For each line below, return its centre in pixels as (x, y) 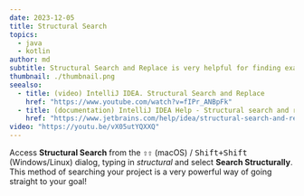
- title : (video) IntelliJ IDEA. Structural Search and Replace (141, 93)
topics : (24, 34)
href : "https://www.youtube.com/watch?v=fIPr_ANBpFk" (129, 102)
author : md (30, 60)
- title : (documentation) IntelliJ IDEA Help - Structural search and (153, 110)
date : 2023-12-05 (42, 18)
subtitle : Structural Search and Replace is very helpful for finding (145, 69)
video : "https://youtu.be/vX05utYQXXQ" (85, 127)
